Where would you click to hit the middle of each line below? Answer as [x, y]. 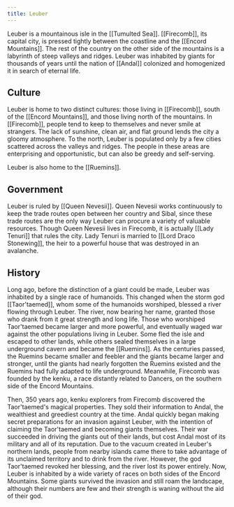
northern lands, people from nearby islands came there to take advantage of [117, 452]
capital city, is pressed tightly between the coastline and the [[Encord [107, 41]
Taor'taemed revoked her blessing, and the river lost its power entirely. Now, [117, 466]
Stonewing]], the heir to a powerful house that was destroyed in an [103, 243]
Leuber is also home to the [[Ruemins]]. [64, 168]
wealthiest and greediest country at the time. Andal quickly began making [113, 414]
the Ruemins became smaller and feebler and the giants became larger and [116, 356]
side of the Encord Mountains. [51, 386]
